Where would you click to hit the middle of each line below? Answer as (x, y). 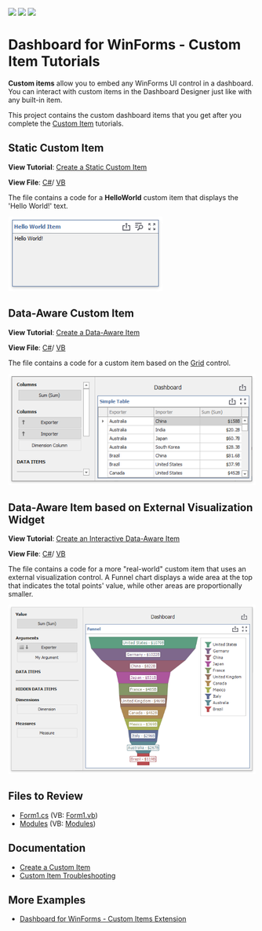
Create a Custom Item (55, 867)
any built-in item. (35, 100)
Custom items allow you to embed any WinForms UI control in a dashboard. (131, 83)
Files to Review (46, 796)
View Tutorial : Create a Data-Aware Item (74, 332)
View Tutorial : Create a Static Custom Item (78, 167)
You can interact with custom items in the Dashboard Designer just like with (130, 91)
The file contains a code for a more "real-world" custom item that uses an (127, 569)
